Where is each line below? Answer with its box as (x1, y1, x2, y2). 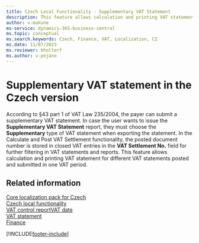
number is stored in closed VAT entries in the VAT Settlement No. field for (6, 142, 187, 149)
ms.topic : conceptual (6, 31, 60, 37)
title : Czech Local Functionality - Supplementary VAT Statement (6, 8, 171, 15)
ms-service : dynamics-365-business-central (6, 25, 115, 31)
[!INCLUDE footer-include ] (6, 231, 69, 238)
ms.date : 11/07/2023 (6, 42, 57, 48)
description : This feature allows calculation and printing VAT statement (6, 14, 195, 20)
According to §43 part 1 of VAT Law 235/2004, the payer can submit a (6, 110, 178, 117)
